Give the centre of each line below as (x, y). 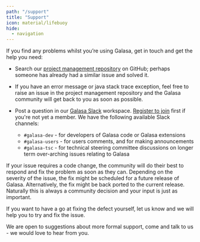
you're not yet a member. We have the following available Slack (92, 117)
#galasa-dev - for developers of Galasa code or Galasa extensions (104, 135)
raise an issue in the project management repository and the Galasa (98, 93)
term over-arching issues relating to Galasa (76, 154)
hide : (13, 28)
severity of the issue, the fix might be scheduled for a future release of (93, 178)
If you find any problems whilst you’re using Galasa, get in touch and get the (100, 51)
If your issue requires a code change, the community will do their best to (95, 166)
